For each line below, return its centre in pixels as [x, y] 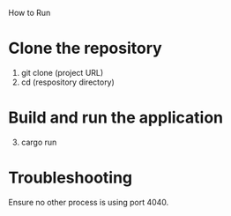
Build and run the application [116, 118]
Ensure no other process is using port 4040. [89, 202]
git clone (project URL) [62, 72]
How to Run [30, 13]
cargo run [39, 142]
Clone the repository [85, 48]
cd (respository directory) [68, 82]
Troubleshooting [71, 178]
